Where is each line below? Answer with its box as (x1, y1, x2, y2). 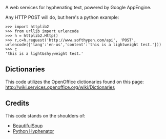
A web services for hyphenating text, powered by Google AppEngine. (5, 5, 152, 10)
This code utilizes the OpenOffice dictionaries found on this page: (5, 78, 144, 85)
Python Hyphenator (12, 128, 54, 134)
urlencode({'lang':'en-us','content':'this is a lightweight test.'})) (5, 42, 161, 47)
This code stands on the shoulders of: (5, 112, 86, 118)
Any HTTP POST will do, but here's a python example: (5, 14, 119, 20)
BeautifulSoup (12, 123, 43, 129)
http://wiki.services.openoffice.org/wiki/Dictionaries (5, 84, 115, 90)
